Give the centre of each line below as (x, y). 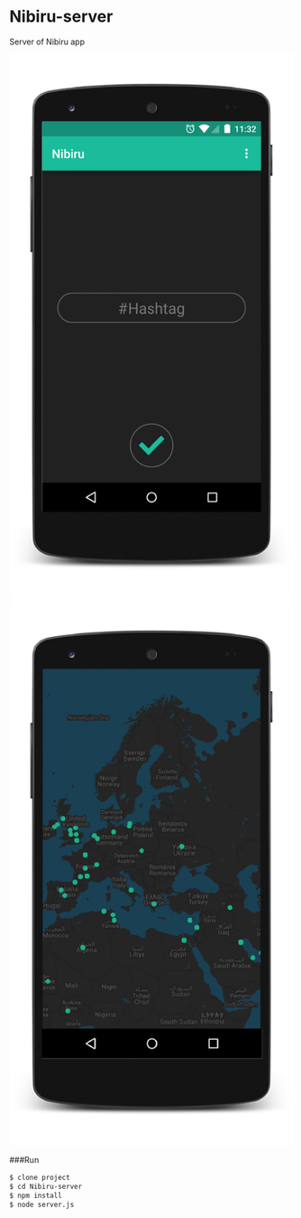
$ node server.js (42, 1205)
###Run (24, 1160)
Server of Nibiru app (47, 42)
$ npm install (36, 1196)
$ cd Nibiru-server (46, 1187)
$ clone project (40, 1178)
